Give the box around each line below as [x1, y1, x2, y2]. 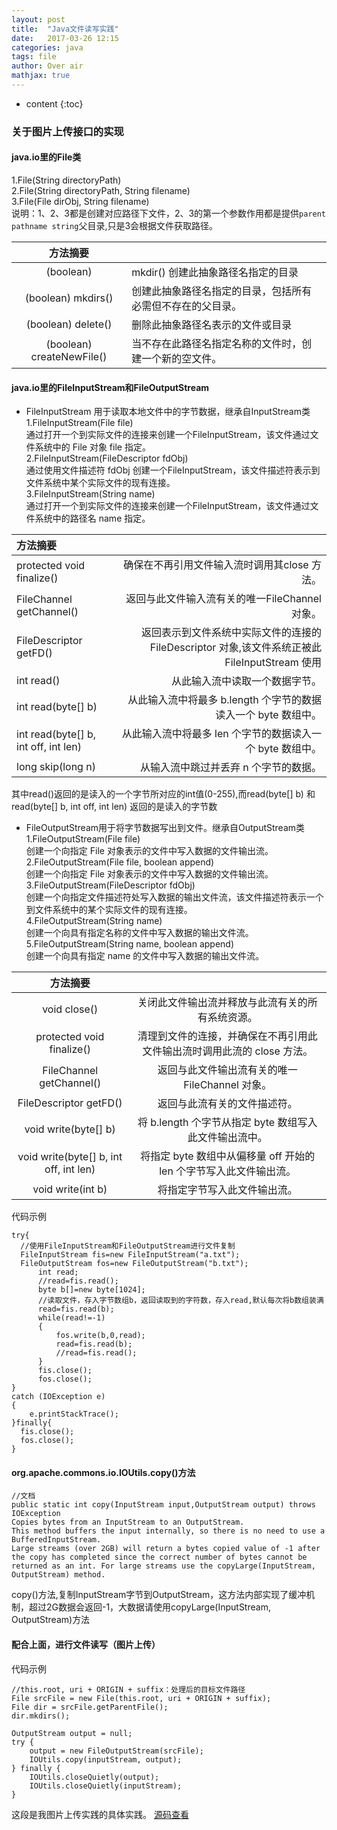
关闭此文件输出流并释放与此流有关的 [137, 996, 308, 1010]
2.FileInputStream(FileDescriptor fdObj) [25, 452, 189, 465]
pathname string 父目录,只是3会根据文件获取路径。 [11, 220, 219, 231]
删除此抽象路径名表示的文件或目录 [131, 318, 293, 331]
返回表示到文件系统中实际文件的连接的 [140, 626, 322, 640]
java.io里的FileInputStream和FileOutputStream [11, 381, 210, 393]
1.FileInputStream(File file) [25, 417, 134, 429]
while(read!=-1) [37, 1313, 106, 1323]
